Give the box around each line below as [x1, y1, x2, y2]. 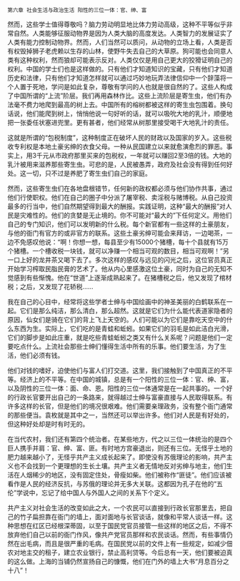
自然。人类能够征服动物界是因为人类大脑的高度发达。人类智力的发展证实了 [13, 29, 233, 37]
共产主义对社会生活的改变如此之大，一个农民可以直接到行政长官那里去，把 [7, 504, 226, 512]
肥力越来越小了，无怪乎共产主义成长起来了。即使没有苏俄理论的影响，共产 [7, 453, 226, 461]
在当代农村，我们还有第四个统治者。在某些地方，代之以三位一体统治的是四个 [7, 435, 233, 443]
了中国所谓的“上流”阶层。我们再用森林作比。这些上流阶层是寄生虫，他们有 [7, 91, 226, 100]
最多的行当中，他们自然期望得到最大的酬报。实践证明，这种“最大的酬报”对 [7, 202, 226, 211]
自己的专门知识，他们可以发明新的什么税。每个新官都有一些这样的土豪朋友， [7, 220, 233, 228]
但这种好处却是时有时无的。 [7, 420, 89, 428]
